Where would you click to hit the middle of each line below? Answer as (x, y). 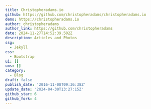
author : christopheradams (32, 24)
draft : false (19, 80)
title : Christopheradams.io (34, 10)
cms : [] (13, 66)
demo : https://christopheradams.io (42, 19)
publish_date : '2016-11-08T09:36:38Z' (45, 84)
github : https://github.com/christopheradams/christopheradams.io (76, 15)
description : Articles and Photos (41, 38)
